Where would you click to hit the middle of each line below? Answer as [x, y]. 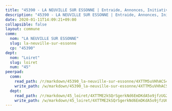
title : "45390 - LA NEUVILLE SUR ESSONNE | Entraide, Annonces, [75, 10]
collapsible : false [26, 24]
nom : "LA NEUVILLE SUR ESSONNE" [45, 39]
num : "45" [20, 67]
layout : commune [23, 29]
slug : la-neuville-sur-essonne [43, 43]
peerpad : [15, 72]
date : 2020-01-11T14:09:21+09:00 [41, 19]
